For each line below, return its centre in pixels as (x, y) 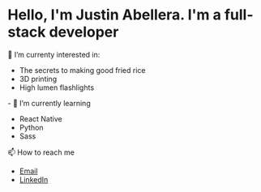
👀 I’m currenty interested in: (54, 54)
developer (84, 32)
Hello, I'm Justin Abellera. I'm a (115, 15)
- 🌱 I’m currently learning (49, 103)
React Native (41, 118)
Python (31, 127)
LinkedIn (34, 179)
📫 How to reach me (41, 152)
